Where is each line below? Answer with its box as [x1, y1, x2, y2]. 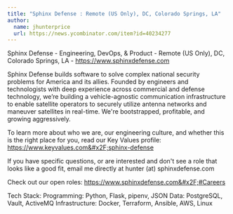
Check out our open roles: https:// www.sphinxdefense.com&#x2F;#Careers [7, 178, 226, 187]
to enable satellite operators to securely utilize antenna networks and [7, 100, 207, 109]
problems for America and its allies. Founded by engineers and [7, 78, 189, 86]
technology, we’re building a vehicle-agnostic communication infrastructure [7, 93, 226, 101]
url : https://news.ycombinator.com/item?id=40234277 [13, 29, 171, 37]
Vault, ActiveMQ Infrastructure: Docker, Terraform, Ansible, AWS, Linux [7, 199, 213, 208]
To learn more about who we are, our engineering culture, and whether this [7, 128, 225, 137]
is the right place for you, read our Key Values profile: [7, 136, 161, 145]
